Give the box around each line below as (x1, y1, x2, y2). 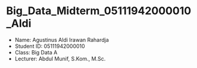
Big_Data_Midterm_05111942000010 (6, 4, 192, 18)
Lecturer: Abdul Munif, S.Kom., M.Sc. (14, 55, 106, 62)
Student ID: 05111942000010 (14, 43, 85, 50)
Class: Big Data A (14, 48, 58, 56)
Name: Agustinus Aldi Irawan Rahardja (14, 36, 109, 43)
